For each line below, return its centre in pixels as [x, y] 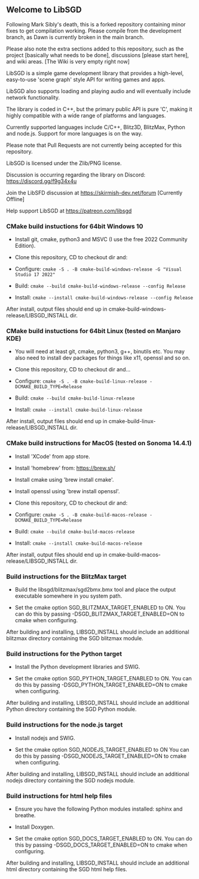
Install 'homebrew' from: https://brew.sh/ [65, 468]
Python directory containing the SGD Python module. [71, 709]
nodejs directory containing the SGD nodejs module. [71, 780]
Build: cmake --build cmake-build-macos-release [75, 531]
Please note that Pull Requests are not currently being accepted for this [94, 145]
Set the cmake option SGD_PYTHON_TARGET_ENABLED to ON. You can [103, 679]
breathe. [25, 815]
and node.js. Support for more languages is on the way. [74, 133]
